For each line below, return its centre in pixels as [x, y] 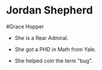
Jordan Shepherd [50, 10]
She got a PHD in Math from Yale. [55, 49]
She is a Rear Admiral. [42, 38]
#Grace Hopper [25, 26]
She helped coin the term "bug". [54, 61]
